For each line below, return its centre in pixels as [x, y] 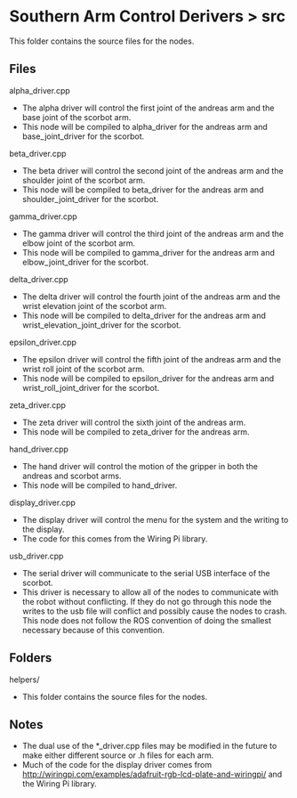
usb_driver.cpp [36, 556]
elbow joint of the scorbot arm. [79, 243]
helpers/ [24, 680]
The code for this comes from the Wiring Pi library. [115, 538]
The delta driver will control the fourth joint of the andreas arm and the [151, 297]
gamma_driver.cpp [43, 216]
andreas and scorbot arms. [72, 476]
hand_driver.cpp [39, 449]
